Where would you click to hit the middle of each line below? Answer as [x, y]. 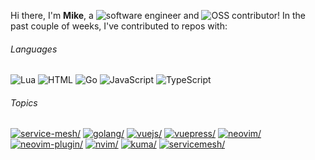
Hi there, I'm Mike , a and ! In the [158, 15]
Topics [24, 102]
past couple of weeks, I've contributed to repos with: [119, 26]
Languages [34, 49]
